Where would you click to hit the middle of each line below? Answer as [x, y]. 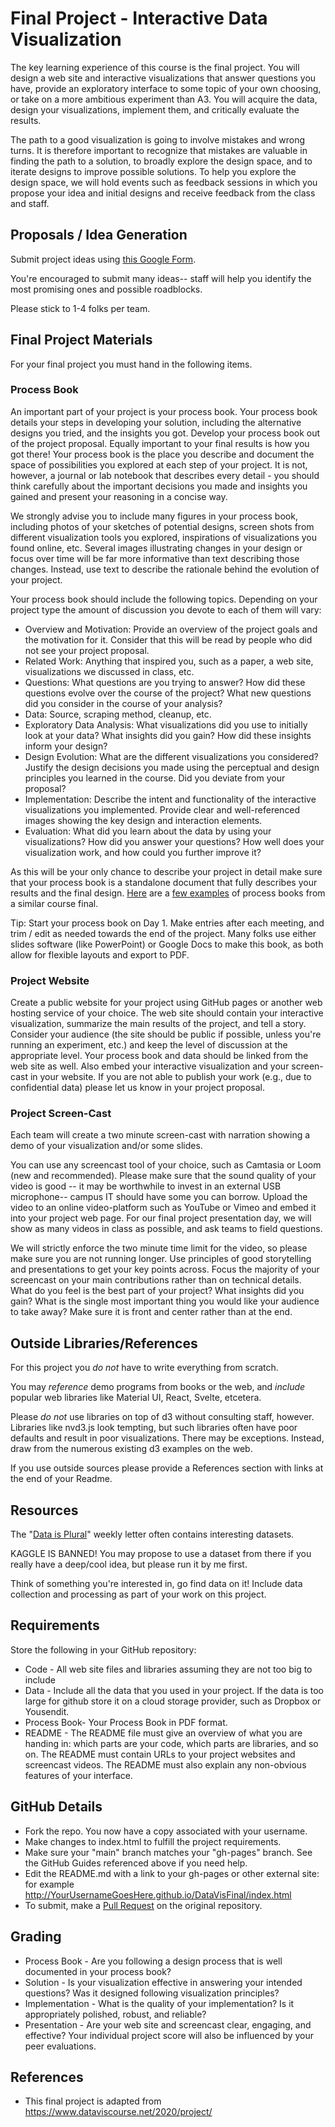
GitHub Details [56, 1807]
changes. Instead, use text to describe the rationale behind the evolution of [165, 569]
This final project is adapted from [93, 2101]
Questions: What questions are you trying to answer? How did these [165, 682]
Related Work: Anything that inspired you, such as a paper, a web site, [169, 661]
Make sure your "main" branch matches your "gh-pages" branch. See [168, 1852]
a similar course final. [54, 903]
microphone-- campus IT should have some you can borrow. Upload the [159, 1197]
